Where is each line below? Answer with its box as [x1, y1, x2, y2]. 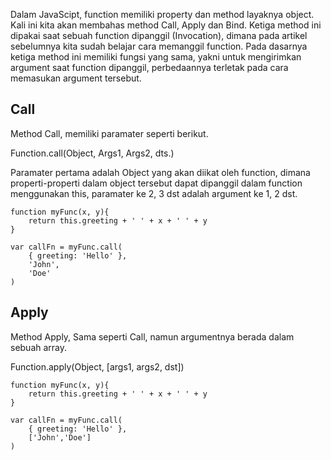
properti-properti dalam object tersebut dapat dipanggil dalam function [10, 177, 303, 189]
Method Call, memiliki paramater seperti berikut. [10, 127, 209, 139]
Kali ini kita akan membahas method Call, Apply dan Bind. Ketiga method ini [10, 19, 322, 31]
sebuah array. [10, 341, 68, 353]
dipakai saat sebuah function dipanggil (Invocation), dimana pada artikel [10, 30, 308, 41]
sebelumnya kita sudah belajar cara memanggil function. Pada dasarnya [10, 40, 308, 52]
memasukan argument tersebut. [10, 72, 142, 84]
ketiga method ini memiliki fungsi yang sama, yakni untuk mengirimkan [10, 51, 302, 63]
